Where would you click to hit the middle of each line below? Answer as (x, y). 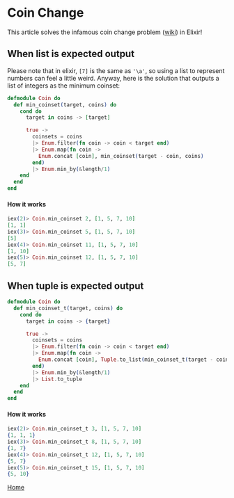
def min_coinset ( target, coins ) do (65, 105)
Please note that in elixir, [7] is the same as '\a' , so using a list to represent (116, 70)
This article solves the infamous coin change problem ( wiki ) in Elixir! (105, 32)
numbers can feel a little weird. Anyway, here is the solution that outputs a (113, 78)
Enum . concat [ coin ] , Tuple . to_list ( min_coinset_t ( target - (126, 360)
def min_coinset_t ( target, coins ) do (68, 308)
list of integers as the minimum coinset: (64, 86)
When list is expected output (71, 54)
